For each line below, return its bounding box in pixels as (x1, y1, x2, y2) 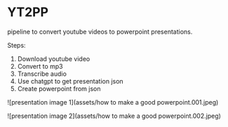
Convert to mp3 (17, 62, 63, 70)
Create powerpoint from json (17, 84, 101, 93)
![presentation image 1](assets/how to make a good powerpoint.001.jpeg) (7, 98, 219, 106)
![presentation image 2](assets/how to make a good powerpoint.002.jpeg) (7, 112, 221, 120)
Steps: (7, 41, 26, 49)
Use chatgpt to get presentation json (17, 76, 124, 85)
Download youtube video (17, 54, 90, 63)
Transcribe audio (17, 69, 67, 78)
